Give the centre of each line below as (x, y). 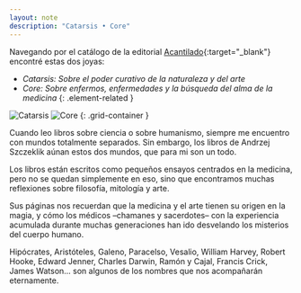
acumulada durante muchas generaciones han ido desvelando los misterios (149, 225)
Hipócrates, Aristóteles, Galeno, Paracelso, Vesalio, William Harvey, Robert (147, 252)
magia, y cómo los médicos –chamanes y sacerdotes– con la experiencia (144, 215)
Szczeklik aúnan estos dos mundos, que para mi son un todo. (123, 151)
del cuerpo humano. (47, 234)
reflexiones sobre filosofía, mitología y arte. (89, 188)
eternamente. (34, 280)
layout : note (34, 18)
